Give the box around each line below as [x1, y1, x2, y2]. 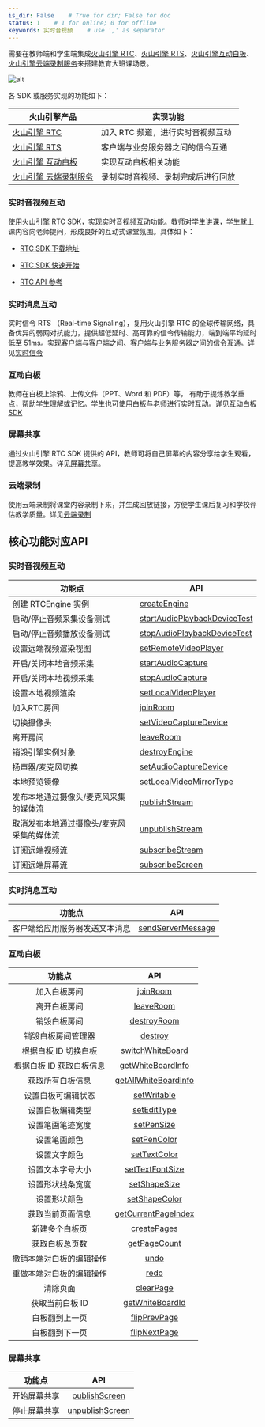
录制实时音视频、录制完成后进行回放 [101, 172, 236, 183]
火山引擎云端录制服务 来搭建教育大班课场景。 [8, 59, 154, 68]
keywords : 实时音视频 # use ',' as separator [8, 26, 166, 34]
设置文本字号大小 [28, 1164, 92, 1175]
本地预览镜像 [12, 776, 61, 787]
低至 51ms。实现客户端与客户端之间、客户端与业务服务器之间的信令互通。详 [8, 338, 255, 347]
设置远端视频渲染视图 [12, 642, 92, 653]
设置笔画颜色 [35, 1134, 84, 1145]
